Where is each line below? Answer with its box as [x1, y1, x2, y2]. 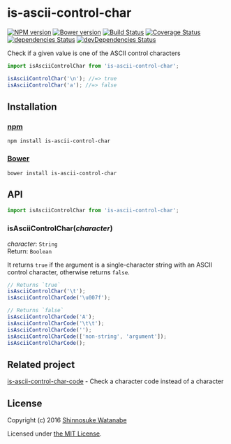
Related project [7, 358, 75, 371]
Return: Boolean [7, 246, 52, 256]
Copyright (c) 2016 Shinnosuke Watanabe [7, 416, 127, 424]
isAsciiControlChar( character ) [7, 223, 113, 233]
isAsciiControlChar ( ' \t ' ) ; [7, 288, 86, 295]
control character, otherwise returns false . [7, 267, 131, 276]
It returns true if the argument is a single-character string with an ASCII [7, 260, 213, 269]
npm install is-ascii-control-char [7, 138, 111, 145]
